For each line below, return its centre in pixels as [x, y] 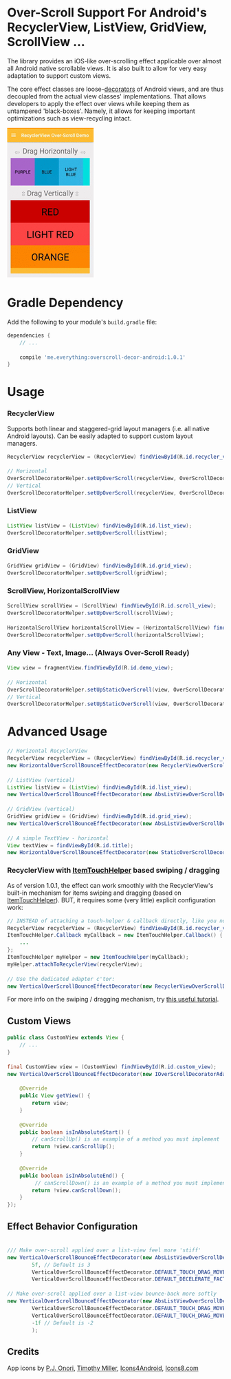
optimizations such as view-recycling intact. [69, 118]
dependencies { [29, 335]
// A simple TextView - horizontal [58, 838]
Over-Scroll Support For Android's [107, 13]
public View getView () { [55, 1096]
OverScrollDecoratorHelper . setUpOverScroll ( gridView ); [87, 573]
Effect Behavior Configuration [73, 1226]
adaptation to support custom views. [59, 75]
